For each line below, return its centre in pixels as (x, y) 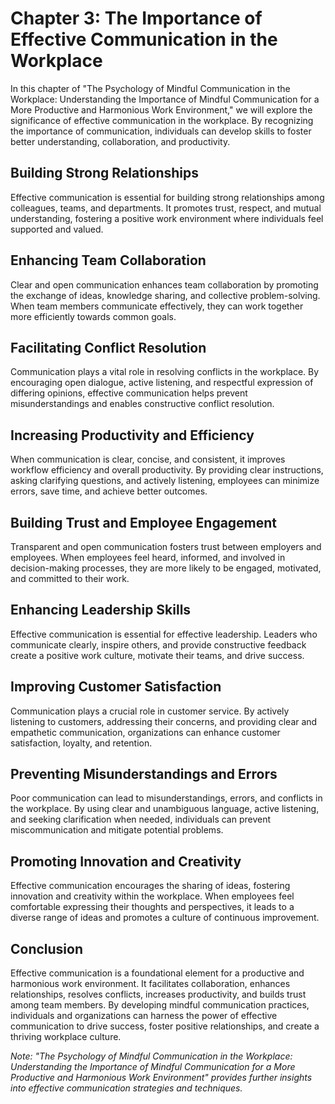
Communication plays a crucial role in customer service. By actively (150, 711)
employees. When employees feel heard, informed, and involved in (148, 557)
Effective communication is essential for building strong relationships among (167, 197)
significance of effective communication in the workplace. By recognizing (162, 120)
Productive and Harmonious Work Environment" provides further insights (161, 1078)
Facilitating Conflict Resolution (108, 347)
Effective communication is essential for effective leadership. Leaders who (164, 634)
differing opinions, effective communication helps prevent (129, 393)
